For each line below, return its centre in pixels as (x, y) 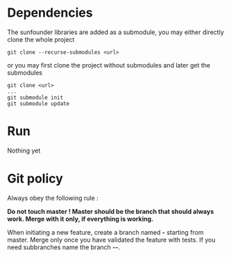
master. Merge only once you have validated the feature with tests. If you (112, 240)
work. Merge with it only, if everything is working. (80, 219)
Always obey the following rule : (53, 198)
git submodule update (38, 103)
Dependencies (50, 13)
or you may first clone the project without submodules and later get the (109, 65)
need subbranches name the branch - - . (63, 247)
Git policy (35, 179)
